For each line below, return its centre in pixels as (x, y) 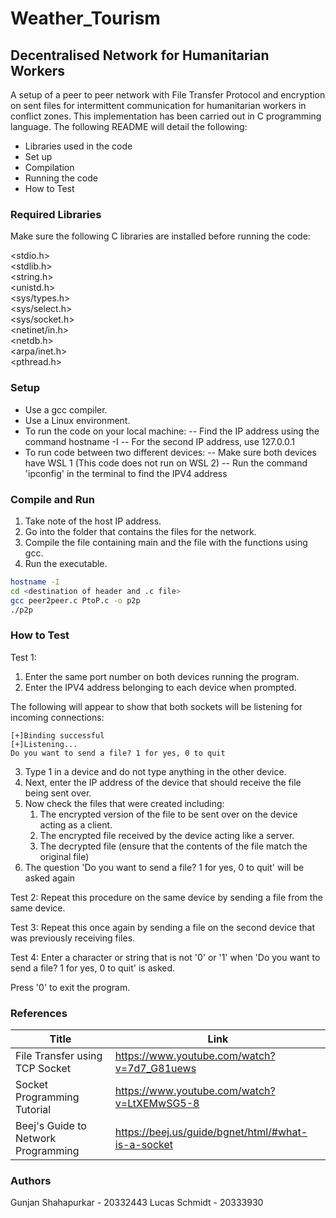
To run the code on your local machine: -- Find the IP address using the (172, 431)
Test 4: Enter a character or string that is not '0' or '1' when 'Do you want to (165, 957)
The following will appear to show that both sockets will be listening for (156, 706)
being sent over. (58, 793)
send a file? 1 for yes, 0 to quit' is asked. (93, 968)
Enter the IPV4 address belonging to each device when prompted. (160, 687)
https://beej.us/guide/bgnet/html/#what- (211, 1132)
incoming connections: (57, 717)
